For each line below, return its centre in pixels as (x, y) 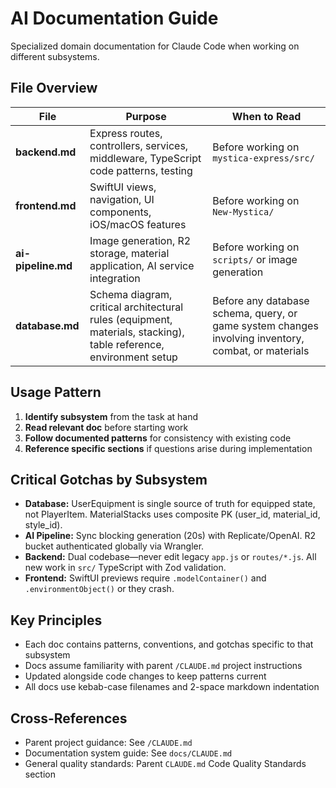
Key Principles (56, 620)
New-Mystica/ (243, 211)
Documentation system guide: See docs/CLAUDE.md (128, 753)
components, (120, 212)
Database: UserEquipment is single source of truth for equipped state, (170, 504)
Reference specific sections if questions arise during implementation (168, 448)
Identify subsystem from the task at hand (111, 416)
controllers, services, (139, 145)
